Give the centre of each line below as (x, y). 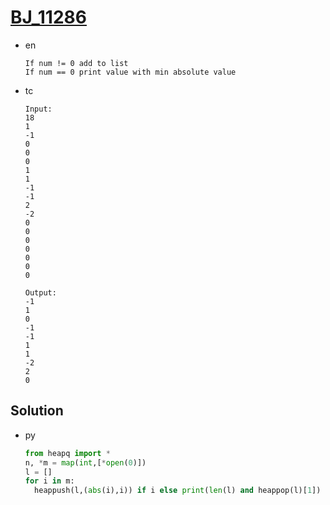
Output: (40, 292)
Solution (37, 411)
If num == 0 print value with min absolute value (130, 72)
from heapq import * (67, 453)
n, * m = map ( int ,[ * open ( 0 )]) (85, 462)
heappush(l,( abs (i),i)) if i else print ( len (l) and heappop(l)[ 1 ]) (178, 491)
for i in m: (49, 481)
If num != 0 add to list (76, 63)
